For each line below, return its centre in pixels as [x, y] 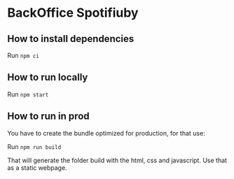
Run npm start [28, 94]
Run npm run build [34, 146]
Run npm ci [23, 55]
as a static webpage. [37, 167]
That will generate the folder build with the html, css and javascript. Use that [117, 160]
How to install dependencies [71, 39]
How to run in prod [48, 116]
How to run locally [48, 77]
